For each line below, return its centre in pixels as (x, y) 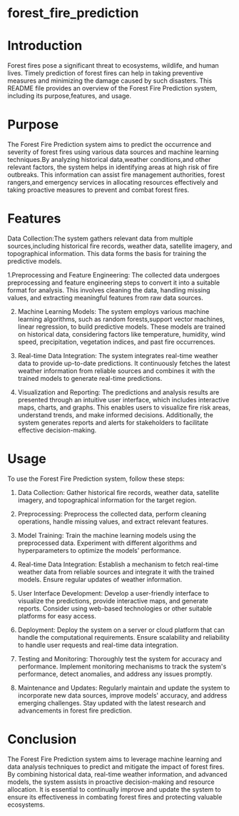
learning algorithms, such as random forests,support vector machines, (121, 319)
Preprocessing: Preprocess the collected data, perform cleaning (112, 514)
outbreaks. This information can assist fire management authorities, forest (116, 175)
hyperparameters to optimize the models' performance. (100, 550)
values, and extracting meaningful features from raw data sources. (105, 298)
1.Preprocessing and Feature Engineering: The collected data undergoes (113, 275)
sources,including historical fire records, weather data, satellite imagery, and (120, 246)
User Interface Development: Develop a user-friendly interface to (113, 593)
